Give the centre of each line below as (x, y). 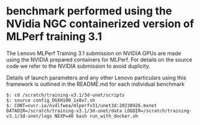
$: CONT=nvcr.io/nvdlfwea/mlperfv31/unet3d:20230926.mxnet (82, 105)
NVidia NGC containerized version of (100, 24)
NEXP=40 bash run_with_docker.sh (96, 116)
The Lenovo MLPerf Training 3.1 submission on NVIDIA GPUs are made (94, 53)
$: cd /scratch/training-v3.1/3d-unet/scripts (65, 95)
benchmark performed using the (89, 11)
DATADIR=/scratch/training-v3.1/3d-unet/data (64, 111)
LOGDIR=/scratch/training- (158, 111)
